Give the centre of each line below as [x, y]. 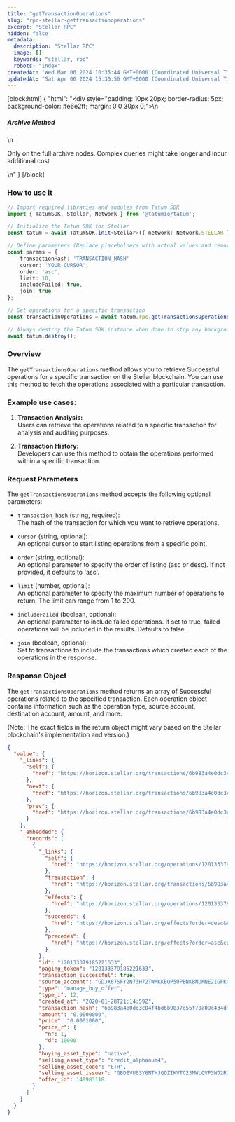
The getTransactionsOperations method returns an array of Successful [109, 691]
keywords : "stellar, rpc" [51, 60]
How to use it [30, 193]
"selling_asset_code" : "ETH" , [83, 1067]
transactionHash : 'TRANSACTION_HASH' [75, 259]
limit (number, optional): [54, 586]
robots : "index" [37, 66]
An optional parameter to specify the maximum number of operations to [121, 594]
